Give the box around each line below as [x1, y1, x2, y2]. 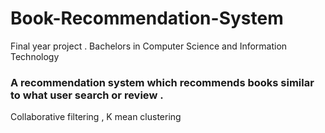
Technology [10, 50, 60, 62]
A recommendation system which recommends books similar [10, 75, 315, 89]
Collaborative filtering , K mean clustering [10, 111, 182, 123]
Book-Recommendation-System [10, 7, 284, 30]
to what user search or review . [10, 88, 164, 102]
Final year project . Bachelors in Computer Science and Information [10, 40, 288, 52]
